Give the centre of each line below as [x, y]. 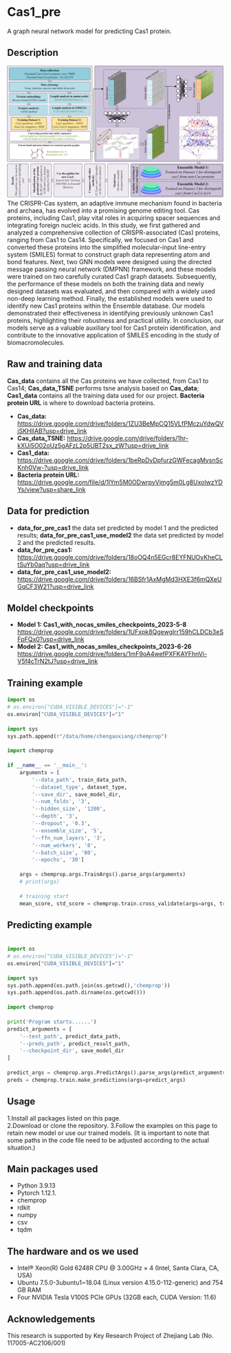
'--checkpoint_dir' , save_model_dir [72, 1051]
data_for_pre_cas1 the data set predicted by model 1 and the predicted [118, 528]
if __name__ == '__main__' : [47, 765]
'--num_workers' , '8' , [64, 845]
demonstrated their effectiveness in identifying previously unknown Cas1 [110, 313]
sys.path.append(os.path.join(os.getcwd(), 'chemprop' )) [89, 985]
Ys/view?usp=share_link [51, 489]
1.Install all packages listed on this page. [64, 1118]
